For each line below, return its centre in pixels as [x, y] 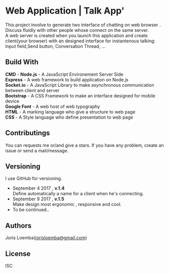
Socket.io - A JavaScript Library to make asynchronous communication [80, 85]
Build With [22, 62]
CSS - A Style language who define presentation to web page [69, 117]
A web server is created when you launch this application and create [76, 35]
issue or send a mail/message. [37, 150]
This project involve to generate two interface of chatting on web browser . [83, 25]
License [18, 254]
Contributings [28, 133]
